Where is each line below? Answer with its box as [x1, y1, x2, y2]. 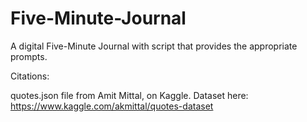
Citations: [10, 70, 50, 82]
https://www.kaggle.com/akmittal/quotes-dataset [10, 100, 214, 112]
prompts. [10, 50, 48, 62]
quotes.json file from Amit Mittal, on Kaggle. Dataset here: [10, 89, 249, 101]
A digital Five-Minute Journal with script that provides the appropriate [10, 40, 298, 52]
